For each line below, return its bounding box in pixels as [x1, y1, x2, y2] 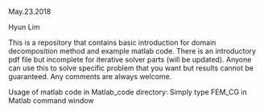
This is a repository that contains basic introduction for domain [8, 38, 217, 47]
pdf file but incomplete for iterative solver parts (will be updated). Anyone [8, 55, 252, 64]
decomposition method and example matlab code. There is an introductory [8, 46, 256, 55]
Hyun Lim [8, 22, 40, 31]
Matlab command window [8, 96, 94, 105]
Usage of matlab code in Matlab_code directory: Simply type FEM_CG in [8, 87, 247, 97]
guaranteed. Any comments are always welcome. [8, 72, 172, 81]
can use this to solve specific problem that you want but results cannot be [8, 63, 254, 73]
